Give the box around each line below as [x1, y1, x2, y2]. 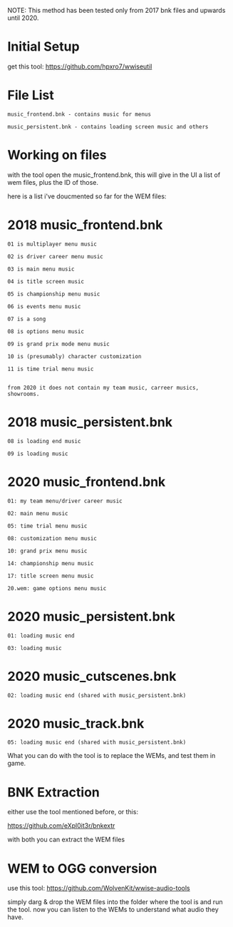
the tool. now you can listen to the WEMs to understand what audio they [7, 906, 219, 914]
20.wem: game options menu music [7, 584, 107, 592]
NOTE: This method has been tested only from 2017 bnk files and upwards [7, 6, 226, 14]
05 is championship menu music [7, 290, 100, 298]
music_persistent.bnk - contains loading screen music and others [7, 123, 209, 131]
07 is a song [7, 315, 46, 323]
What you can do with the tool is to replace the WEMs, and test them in [7, 751, 216, 760]
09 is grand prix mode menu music [7, 340, 110, 348]
